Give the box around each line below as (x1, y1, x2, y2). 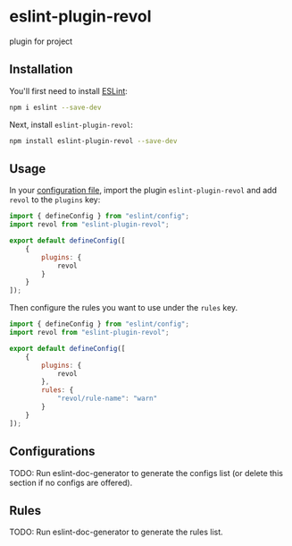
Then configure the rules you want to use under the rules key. (9, 303, 238, 313)
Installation (9, 62, 73, 77)
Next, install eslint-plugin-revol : (9, 119, 134, 130)
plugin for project (9, 36, 73, 47)
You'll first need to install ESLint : (9, 85, 128, 96)
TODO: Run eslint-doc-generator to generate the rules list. (9, 526, 223, 538)
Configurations (9, 444, 96, 459)
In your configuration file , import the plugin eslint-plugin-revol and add (9, 185, 277, 196)
